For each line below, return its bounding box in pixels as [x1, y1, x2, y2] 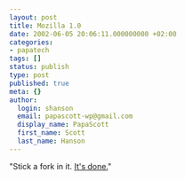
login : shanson [17, 104, 74, 113]
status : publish [9, 63, 69, 72]
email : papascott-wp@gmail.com [17, 112, 133, 121]
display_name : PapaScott [17, 121, 109, 129]
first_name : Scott [17, 129, 86, 137]
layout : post [9, 12, 58, 22]
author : [9, 95, 38, 105]
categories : [9, 37, 53, 47]
